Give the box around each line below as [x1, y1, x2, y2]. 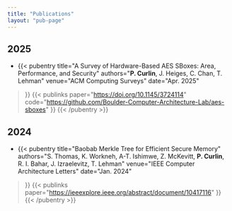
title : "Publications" [7, 10, 74, 18]
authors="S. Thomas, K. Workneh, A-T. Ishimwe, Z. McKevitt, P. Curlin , [17, 152, 225, 161]
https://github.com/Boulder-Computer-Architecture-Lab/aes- [46, 98, 225, 107]
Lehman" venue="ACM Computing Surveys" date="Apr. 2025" [17, 77, 199, 85]
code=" [24, 98, 47, 107]
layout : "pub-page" [7, 17, 65, 24]
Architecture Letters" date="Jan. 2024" [17, 167, 132, 176]
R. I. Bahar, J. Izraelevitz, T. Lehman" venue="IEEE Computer [17, 159, 195, 168]
